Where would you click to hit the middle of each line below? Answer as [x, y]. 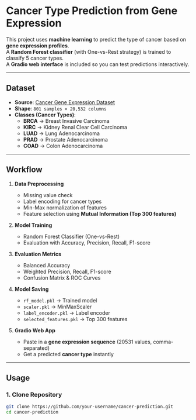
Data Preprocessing [39, 184]
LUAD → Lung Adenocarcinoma [62, 133]
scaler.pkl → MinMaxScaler [57, 307]
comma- [163, 342]
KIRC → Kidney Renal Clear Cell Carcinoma [75, 127]
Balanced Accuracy [47, 265]
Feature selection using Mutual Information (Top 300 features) [100, 214]
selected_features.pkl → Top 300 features [75, 319]
